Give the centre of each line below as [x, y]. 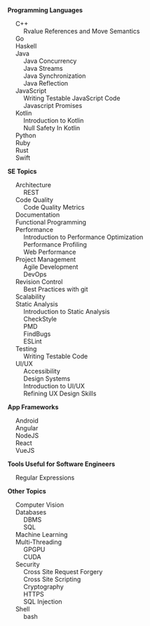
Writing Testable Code [56, 356]
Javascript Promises [53, 106]
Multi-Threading [39, 542]
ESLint [33, 341]
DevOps [35, 274]
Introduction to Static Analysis [67, 312]
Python [26, 135]
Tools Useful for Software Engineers [61, 464]
